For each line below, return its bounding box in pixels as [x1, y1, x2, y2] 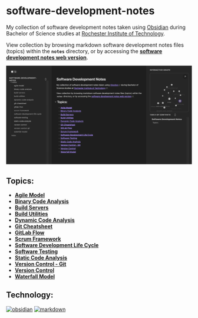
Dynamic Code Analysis [14, 217, 75, 224]
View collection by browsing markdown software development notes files [6, 41, 184, 48]
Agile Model [14, 192, 45, 198]
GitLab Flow [14, 229, 45, 236]
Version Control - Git [14, 261, 67, 267]
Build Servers [14, 204, 49, 211]
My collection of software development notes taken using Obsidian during [6, 24, 186, 31]
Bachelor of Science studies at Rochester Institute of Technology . [6, 29, 165, 37]
